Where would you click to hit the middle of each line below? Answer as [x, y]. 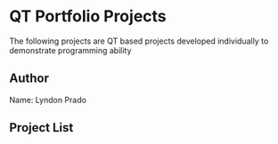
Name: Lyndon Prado [48, 100]
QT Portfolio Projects [88, 16]
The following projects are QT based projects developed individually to [139, 41]
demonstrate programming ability [70, 50]
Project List [41, 128]
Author [29, 79]
